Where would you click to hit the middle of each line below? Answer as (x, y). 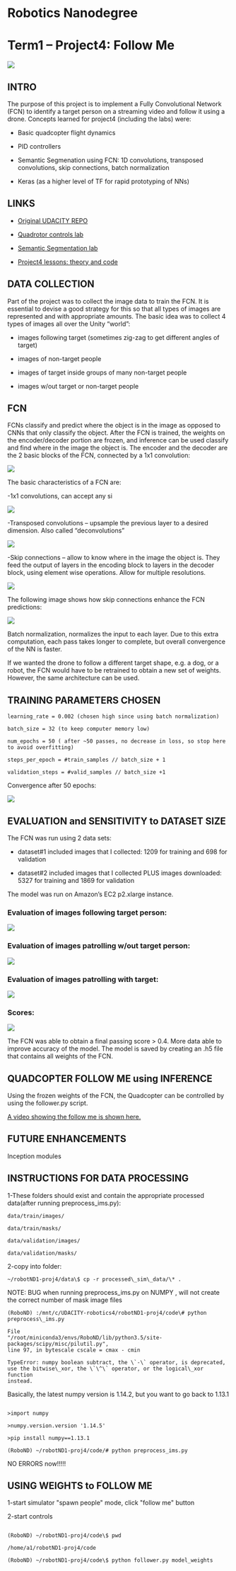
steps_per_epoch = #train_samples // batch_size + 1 (87, 760)
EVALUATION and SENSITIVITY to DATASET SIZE (117, 821)
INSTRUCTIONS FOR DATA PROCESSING (98, 1178)
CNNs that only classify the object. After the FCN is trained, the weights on (116, 433)
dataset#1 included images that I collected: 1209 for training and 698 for (122, 852)
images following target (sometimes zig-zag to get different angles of (118, 337)
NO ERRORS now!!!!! (37, 1463)
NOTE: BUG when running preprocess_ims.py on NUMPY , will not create (114, 1292)
